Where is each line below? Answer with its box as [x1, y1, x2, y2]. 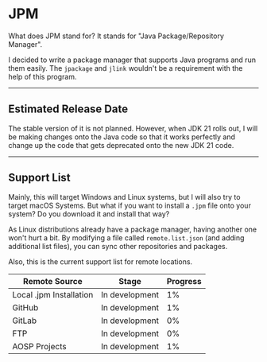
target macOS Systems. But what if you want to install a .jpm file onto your [8, 200, 252, 210]
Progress [166, 275, 202, 286]
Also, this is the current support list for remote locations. [8, 256, 193, 267]
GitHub [12, 302, 39, 313]
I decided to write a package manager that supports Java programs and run [8, 55, 257, 64]
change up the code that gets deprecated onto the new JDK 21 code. [8, 140, 234, 150]
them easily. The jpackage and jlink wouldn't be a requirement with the [8, 63, 243, 72]
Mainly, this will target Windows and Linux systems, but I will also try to [8, 192, 241, 201]
